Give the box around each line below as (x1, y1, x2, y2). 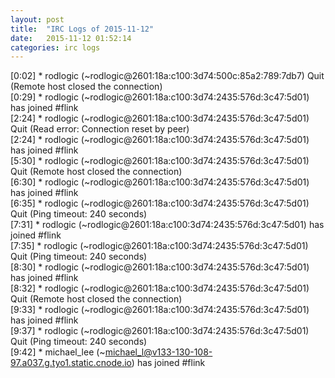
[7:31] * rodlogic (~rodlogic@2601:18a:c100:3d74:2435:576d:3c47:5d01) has (10, 219, 325, 231)
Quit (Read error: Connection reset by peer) (10, 123, 190, 135)
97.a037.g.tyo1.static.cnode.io (10, 357, 132, 369)
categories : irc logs (10, 42, 101, 53)
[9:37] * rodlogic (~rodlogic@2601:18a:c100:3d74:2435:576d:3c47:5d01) (10, 325, 310, 337)
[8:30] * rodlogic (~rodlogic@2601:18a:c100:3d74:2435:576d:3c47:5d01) (10, 261, 310, 273)
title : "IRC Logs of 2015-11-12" (10, 24, 155, 34)
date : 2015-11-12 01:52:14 (10, 33, 132, 43)
